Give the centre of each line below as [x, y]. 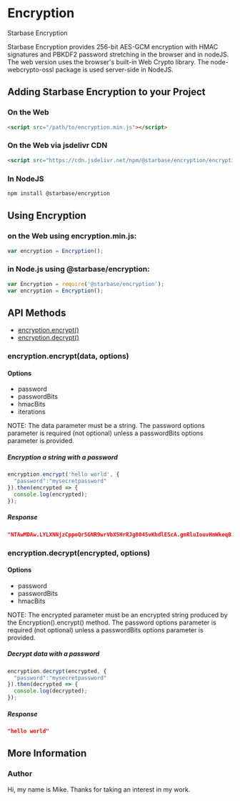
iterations [31, 412]
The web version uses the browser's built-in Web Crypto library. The [108, 61]
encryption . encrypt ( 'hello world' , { [64, 474]
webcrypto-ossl [31, 69]
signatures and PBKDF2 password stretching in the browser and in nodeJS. [118, 54]
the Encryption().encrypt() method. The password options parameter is [112, 622]
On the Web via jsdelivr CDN [57, 146]
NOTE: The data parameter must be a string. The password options [106, 426]
